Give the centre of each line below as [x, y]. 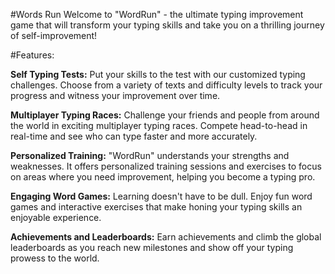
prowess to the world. [55, 258]
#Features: [32, 55]
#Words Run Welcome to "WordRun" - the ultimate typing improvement [157, 14]
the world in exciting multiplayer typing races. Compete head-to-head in [159, 125]
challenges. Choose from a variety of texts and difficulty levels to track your [166, 85]
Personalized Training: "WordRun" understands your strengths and [150, 155]
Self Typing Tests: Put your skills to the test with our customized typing [158, 74]
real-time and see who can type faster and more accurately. [134, 136]
